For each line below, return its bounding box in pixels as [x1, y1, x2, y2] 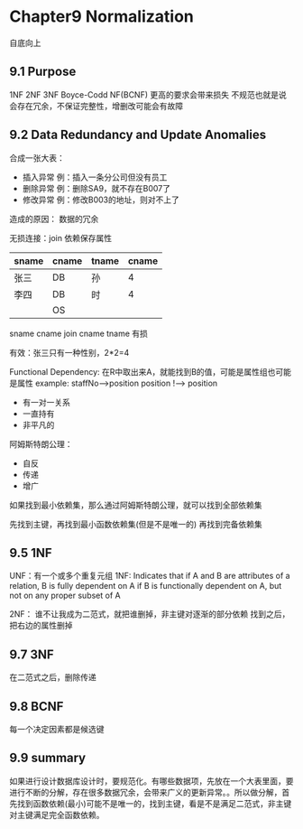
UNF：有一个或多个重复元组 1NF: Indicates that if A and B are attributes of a [9, 571, 290, 582]
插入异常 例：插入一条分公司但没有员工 [22, 172, 168, 182]
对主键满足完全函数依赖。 [9, 809, 105, 820]
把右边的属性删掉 [9, 620, 73, 631]
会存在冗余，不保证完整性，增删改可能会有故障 [9, 100, 183, 111]
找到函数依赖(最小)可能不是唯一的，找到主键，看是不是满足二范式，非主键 [16, 797, 292, 809]
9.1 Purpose [9, 64, 77, 79]
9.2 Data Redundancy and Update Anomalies [9, 127, 267, 143]
